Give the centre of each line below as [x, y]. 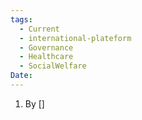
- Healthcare [46, 57]
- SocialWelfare [53, 66]
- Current [39, 29]
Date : [21, 76]
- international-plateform [75, 38]
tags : [21, 19]
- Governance [46, 47]
